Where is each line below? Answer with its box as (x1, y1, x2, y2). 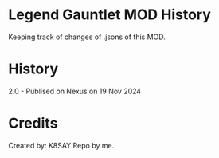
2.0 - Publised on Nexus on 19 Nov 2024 (8, 86, 142, 96)
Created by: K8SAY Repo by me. (8, 140, 115, 150)
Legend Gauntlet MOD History (8, 6, 211, 24)
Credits (8, 114, 58, 132)
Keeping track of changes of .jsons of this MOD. (8, 32, 166, 41)
